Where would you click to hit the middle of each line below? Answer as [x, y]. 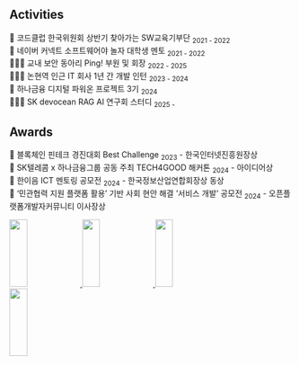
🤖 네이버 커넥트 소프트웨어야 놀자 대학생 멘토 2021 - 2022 [107, 51]
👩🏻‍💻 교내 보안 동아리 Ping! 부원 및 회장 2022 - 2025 [98, 64]
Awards [31, 132]
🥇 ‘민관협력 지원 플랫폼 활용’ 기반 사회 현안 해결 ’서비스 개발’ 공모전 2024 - [138, 194]
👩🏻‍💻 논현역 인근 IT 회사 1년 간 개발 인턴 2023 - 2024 [99, 77]
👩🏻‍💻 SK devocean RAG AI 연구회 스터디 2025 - [92, 102]
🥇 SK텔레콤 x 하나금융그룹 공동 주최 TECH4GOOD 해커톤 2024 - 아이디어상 [141, 168]
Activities [37, 15]
